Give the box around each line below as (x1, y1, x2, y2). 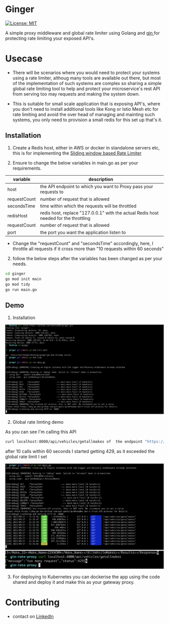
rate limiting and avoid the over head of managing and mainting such (12, 111, 155, 117)
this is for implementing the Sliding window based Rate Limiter (12, 150, 142, 156)
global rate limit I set (5, 454, 47, 460)
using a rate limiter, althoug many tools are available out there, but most (12, 74, 161, 81)
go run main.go (5, 287, 37, 292)
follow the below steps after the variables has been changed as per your (12, 256, 162, 262)
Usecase (5, 53, 43, 64)
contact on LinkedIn (12, 613, 54, 619)
